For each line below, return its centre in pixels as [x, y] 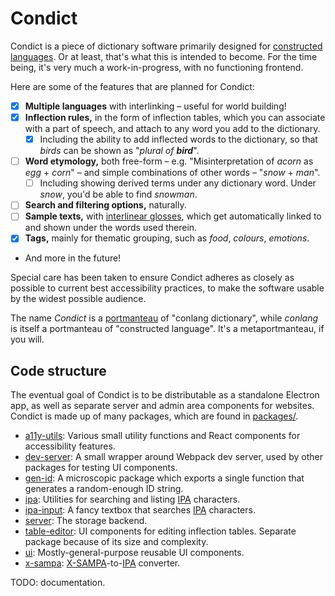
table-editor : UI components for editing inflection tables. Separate [160, 531]
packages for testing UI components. [101, 468]
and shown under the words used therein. [111, 228]
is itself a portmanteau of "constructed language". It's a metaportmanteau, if [167, 329]
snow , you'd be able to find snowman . [118, 194]
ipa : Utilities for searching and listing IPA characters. [132, 499]
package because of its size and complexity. [116, 542]
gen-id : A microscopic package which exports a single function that [164, 478]
